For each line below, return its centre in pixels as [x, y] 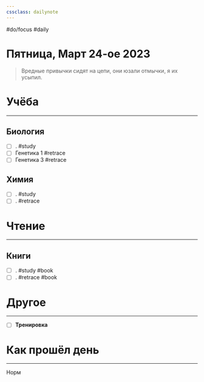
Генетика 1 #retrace [40, 153]
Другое [26, 302]
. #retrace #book [36, 277]
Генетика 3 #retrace [41, 160]
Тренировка [31, 325]
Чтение [26, 226]
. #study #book [34, 271]
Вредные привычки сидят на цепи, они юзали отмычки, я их [99, 71]
